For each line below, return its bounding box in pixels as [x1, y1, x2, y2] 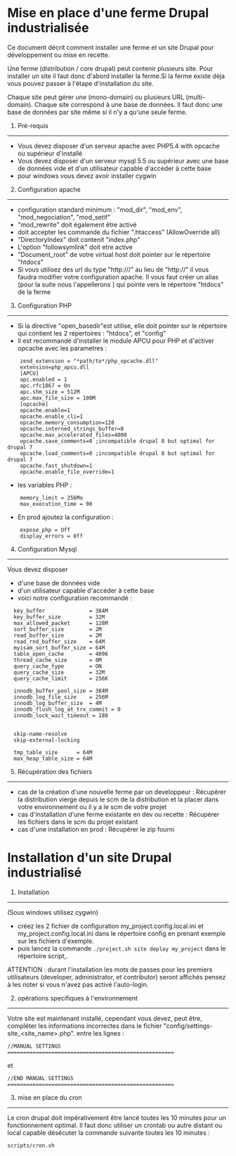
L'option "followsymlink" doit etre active [17, 243, 133, 251]
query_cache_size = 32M [13, 668, 105, 676]
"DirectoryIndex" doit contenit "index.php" [17, 235, 140, 243]
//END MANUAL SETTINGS [7, 1074, 74, 1081]
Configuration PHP [17, 301, 72, 310]
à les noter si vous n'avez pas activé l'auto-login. [7, 980, 149, 989]
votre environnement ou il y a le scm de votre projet [17, 802, 167, 811]
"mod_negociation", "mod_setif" [17, 212, 111, 221]
